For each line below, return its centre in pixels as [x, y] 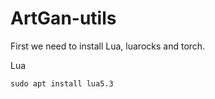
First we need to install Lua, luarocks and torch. [108, 46]
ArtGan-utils [63, 18]
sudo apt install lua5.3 [62, 83]
